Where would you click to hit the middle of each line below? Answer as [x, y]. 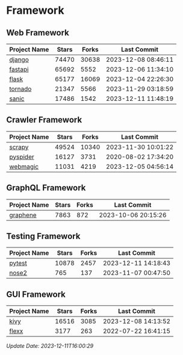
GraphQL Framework [46, 188]
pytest [18, 263]
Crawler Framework [44, 120]
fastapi [19, 69]
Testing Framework [43, 236]
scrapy [19, 147]
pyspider [22, 157]
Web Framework [38, 33]
